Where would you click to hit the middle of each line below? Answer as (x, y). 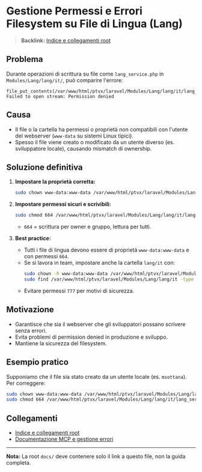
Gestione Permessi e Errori (75, 11)
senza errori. (31, 330)
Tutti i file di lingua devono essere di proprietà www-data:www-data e (106, 250)
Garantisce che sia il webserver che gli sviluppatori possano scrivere (100, 324)
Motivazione (30, 310)
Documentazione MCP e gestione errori (64, 439)
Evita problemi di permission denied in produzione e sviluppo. (91, 337)
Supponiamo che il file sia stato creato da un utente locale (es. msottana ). (97, 377)
